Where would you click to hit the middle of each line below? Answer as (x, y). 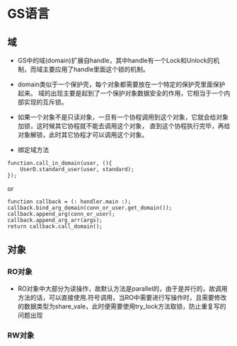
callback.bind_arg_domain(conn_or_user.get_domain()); (90, 208)
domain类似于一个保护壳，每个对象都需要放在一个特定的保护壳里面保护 (121, 84)
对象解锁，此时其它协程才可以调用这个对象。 (83, 135)
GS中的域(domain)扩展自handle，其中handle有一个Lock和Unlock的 (115, 60)
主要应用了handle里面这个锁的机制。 (96, 69)
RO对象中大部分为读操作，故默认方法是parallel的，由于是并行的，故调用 (122, 288)
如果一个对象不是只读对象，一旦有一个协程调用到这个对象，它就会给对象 (123, 117)
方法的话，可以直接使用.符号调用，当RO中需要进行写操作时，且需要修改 (122, 297)
